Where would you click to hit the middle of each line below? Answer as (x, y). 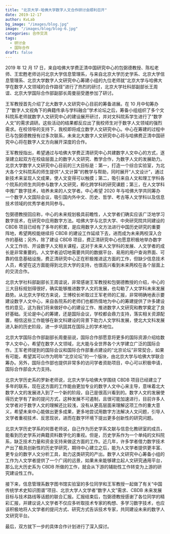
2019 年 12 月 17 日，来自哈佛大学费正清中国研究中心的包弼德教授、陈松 (80, 68)
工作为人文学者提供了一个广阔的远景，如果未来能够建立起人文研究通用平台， (85, 460)
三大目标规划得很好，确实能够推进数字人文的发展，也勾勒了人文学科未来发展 (85, 288)
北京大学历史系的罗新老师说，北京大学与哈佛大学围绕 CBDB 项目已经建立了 (83, 380)
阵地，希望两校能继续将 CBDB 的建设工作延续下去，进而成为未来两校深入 (81, 233)
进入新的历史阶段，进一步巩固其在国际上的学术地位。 (61, 326)
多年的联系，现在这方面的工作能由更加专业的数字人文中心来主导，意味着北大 (85, 386)
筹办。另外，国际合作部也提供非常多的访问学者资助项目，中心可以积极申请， (85, 362)
